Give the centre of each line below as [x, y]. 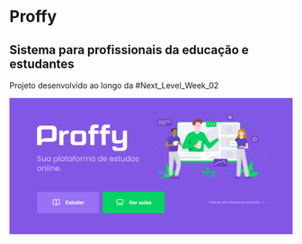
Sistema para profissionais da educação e [129, 50]
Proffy [33, 17]
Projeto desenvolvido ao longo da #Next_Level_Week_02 [114, 86]
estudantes [42, 63]
